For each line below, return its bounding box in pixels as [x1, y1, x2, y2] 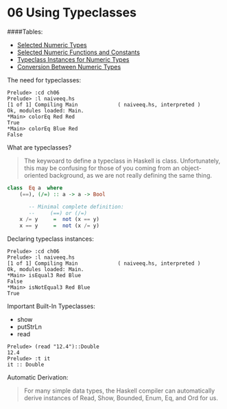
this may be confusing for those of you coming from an [23, 163, 180, 172]
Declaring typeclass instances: [7, 235, 94, 243]
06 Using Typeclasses [7, 5, 137, 21]
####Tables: [7, 27, 43, 36]
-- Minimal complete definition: [28, 203, 125, 210]
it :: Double [7, 362, 45, 369]
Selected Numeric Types [16, 40, 87, 49]
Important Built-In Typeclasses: [7, 302, 96, 310]
